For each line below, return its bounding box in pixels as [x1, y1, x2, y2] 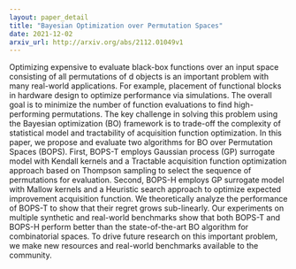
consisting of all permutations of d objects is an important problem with [9, 72, 269, 82]
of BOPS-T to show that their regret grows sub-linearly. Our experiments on [9, 203, 285, 213]
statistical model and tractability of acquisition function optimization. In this [9, 127, 283, 138]
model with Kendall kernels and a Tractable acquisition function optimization [9, 156, 287, 166]
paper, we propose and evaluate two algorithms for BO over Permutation [9, 137, 273, 148]
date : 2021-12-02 [9, 29, 73, 38]
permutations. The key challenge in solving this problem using [51, 109, 278, 119]
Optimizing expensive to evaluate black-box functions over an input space [9, 62, 279, 73]
